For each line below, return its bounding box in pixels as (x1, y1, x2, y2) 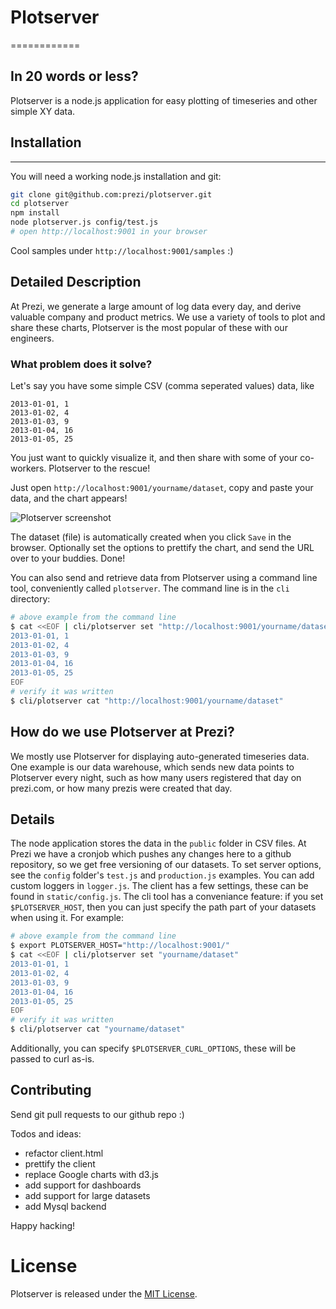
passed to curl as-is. (10, 1053, 95, 1065)
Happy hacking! (10, 1219, 76, 1231)
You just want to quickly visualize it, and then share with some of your (10, 452, 298, 464)
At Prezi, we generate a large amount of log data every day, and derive (10, 300, 302, 312)
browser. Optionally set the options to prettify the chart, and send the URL (10, 542, 315, 554)
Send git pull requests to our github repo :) (10, 1108, 185, 1120)
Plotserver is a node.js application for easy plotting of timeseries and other (10, 94, 318, 106)
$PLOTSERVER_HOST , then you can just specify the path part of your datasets (10, 901, 317, 913)
